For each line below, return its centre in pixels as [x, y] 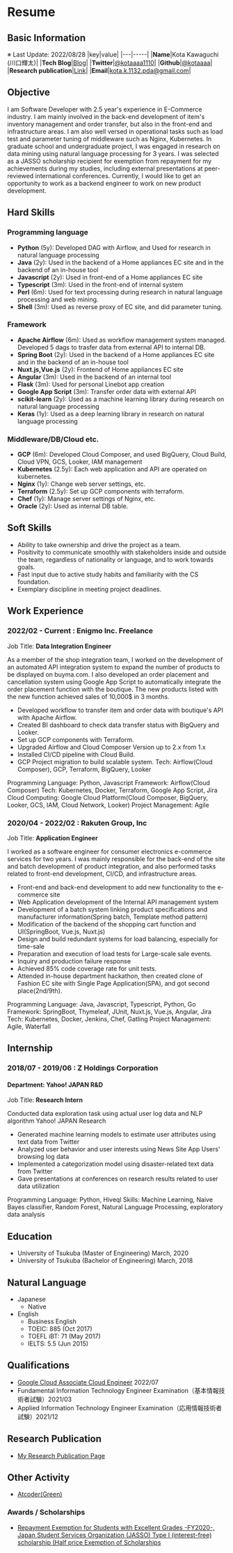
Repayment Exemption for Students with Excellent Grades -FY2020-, [116, 1527]
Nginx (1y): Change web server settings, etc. [81, 484]
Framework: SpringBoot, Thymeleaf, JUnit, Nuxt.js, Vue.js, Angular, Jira [110, 1011]
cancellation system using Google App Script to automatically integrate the [114, 681]
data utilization [38, 1186]
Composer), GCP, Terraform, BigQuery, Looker [84, 769]
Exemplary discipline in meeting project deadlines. [89, 589]
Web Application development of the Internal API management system [118, 901]
